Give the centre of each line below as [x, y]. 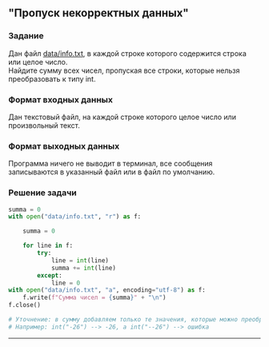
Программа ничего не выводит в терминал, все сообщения [110, 164]
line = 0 [66, 283]
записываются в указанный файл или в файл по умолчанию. [112, 172]
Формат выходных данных [64, 146]
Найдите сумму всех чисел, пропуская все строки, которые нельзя [124, 70]
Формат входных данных [61, 99]
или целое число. [38, 62]
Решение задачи [43, 193]
